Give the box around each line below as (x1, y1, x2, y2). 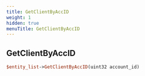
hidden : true (6, 20, 39, 26)
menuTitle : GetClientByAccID (6, 25, 80, 32)
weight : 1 (6, 14, 32, 21)
